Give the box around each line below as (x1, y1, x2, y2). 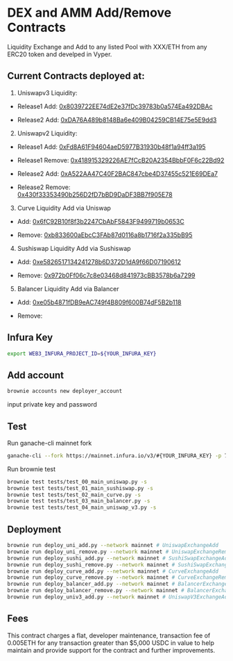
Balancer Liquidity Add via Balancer (17, 284, 119, 293)
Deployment (7, 523, 62, 535)
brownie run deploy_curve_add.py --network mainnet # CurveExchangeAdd (7, 568, 218, 575)
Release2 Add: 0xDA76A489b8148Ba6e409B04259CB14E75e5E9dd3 (17, 115, 217, 124)
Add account (7, 369, 64, 381)
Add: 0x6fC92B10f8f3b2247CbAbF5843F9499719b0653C (17, 217, 185, 225)
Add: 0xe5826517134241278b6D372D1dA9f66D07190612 (17, 257, 182, 266)
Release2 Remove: (17, 183, 71, 191)
